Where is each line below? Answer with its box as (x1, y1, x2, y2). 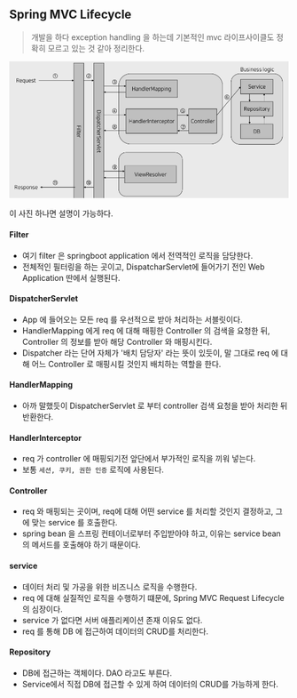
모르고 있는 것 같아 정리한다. (47, 43, 145, 53)
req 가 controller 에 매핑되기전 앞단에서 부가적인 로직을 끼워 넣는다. (21, 453, 256, 464)
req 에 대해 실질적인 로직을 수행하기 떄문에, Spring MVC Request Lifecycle (21, 592, 285, 603)
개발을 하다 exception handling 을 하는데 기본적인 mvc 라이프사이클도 (30, 31, 275, 43)
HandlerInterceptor (9, 432, 82, 443)
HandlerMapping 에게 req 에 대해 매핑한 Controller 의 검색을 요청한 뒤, (21, 325, 270, 336)
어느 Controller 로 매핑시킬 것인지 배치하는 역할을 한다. (31, 358, 222, 369)
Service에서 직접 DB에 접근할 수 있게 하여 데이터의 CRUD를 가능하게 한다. (21, 678, 279, 689)
